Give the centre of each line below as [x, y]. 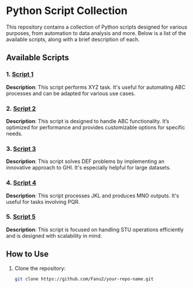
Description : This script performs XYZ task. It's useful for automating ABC [96, 87]
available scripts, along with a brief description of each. [73, 39]
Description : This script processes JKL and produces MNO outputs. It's [93, 195]
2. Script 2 [21, 108]
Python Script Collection [67, 11]
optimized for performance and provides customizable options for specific [96, 127]
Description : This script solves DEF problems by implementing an [85, 161]
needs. [14, 133]
